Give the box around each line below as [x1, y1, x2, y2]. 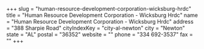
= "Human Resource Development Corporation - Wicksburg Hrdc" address [6, 18, 194, 25]
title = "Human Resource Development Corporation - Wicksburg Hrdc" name [6, 11, 198, 19]
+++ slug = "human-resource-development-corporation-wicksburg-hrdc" [6, 5, 192, 12]
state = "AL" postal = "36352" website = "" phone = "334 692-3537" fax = [6, 31, 193, 38]
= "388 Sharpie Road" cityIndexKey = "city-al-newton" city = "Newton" [6, 24, 186, 31]
